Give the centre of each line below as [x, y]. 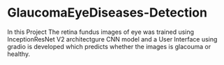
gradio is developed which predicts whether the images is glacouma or [109, 46]
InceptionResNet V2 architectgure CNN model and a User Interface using [112, 39]
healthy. [18, 54]
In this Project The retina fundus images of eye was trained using [100, 32]
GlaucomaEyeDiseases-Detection [107, 13]
